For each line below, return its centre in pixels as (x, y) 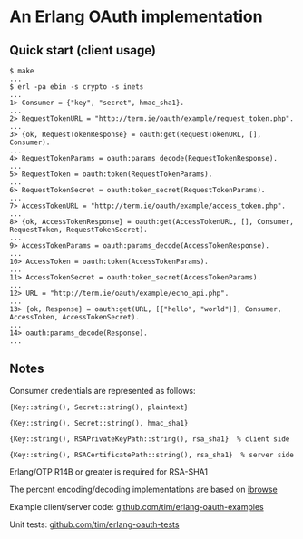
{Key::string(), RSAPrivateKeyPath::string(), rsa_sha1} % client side (150, 439)
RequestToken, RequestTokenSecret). (78, 230)
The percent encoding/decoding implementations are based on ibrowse (144, 489)
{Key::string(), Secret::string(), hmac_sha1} (99, 423)
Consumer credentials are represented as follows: (103, 390)
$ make (22, 71)
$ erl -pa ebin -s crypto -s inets (77, 87)
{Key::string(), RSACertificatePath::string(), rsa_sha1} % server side (152, 455)
